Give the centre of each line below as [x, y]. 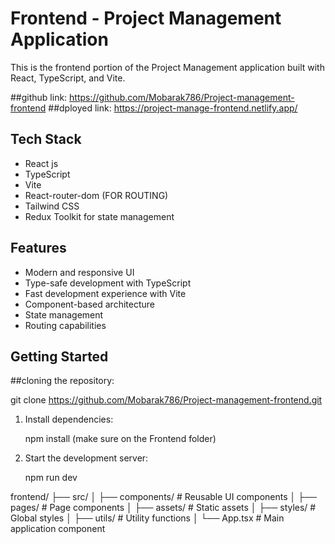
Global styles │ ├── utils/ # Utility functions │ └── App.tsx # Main [147, 518]
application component [58, 529]
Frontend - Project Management [146, 18]
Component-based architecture [89, 304]
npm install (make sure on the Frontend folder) [120, 439]
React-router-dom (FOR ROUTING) [96, 195]
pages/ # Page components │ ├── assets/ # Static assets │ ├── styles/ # [163, 508]
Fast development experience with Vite [105, 293]
